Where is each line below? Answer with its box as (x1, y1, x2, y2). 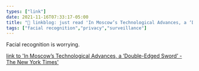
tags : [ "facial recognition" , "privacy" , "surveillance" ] (6, 25, 147, 31)
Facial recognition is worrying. (6, 41, 80, 48)
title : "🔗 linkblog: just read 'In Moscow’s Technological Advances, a (6, 19, 187, 25)
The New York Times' (6, 59, 59, 66)
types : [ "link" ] (6, 8, 46, 15)
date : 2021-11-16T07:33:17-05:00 (6, 14, 89, 20)
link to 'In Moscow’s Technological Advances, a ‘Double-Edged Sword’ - (6, 52, 182, 59)
